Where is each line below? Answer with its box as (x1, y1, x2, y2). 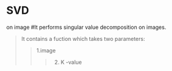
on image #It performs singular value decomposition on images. (6, 23, 167, 31)
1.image (36, 46, 56, 54)
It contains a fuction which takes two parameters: (21, 35, 145, 42)
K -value (60, 58, 82, 66)
